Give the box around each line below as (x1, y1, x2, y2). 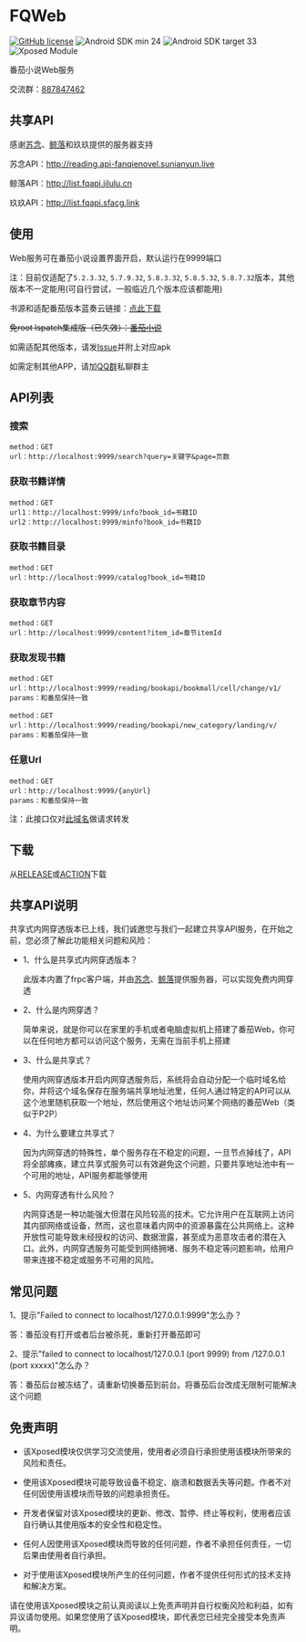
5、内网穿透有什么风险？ (22, 1189, 117, 1200)
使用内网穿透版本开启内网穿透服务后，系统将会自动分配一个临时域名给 (22, 1074, 287, 1085)
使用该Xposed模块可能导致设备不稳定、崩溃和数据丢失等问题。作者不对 (22, 1476, 291, 1488)
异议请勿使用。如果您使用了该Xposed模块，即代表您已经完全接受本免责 (9, 1611, 278, 1622)
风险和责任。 (22, 1457, 71, 1468)
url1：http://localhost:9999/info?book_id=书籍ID (9, 507, 198, 517)
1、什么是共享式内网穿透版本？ (22, 955, 138, 966)
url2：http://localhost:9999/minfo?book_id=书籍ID (9, 518, 202, 527)
